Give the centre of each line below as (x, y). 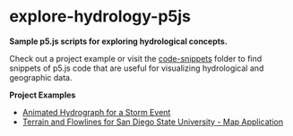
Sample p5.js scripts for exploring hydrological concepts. (119, 41)
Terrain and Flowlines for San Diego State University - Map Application (153, 122)
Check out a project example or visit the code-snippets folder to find (136, 58)
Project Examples (43, 95)
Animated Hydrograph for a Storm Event (96, 112)
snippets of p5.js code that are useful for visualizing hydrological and (137, 68)
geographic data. (41, 77)
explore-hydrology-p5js (100, 17)
